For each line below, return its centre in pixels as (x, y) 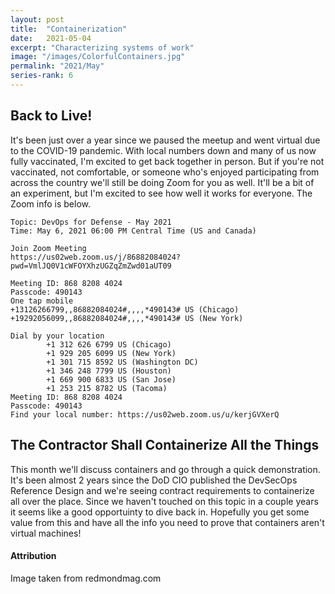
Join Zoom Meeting (48, 248)
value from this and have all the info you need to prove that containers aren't (167, 522)
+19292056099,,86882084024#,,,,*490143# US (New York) (127, 318)
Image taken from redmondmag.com (86, 578)
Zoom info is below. (51, 203)
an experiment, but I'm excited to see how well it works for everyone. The (161, 193)
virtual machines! (46, 533)
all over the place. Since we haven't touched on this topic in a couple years (164, 501)
